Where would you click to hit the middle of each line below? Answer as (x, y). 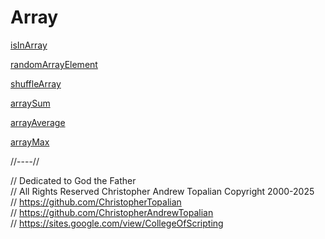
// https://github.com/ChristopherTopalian (96, 202)
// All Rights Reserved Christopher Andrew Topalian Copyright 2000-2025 (162, 191)
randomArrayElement (54, 64)
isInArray (29, 45)
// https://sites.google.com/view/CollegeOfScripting (117, 223)
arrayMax (30, 142)
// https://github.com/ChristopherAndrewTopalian (112, 212)
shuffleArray (36, 83)
